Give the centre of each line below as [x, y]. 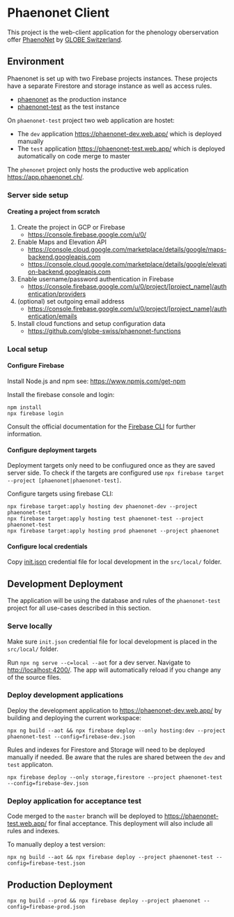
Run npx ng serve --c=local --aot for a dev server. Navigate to [99, 662]
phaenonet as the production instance [72, 99]
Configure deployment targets [52, 450]
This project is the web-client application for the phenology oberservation [113, 32]
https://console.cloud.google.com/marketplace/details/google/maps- [127, 249]
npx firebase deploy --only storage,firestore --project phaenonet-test [115, 777]
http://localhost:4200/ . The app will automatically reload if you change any [114, 670]
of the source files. [34, 677]
